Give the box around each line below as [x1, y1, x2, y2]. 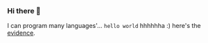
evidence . [7, 29, 36, 37]
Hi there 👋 [7, 6, 42, 16]
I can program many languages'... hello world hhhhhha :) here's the [7, 22, 201, 30]
